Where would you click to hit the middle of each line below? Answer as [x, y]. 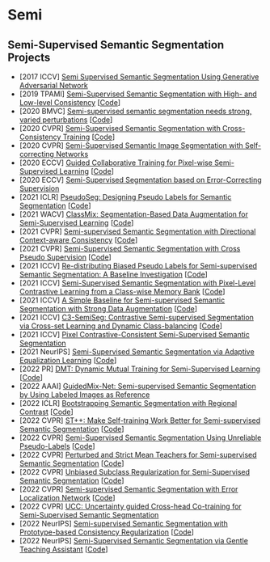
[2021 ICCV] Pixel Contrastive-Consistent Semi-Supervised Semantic [134, 334]
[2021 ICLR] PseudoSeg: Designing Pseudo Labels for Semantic [125, 197]
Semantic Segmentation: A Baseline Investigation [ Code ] [113, 274]
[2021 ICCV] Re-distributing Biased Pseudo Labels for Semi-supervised [138, 266]
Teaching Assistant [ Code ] [63, 549]
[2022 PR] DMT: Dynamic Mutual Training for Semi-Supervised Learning [139, 369]
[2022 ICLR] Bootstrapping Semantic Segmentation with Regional [128, 403]
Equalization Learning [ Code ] [68, 360]
